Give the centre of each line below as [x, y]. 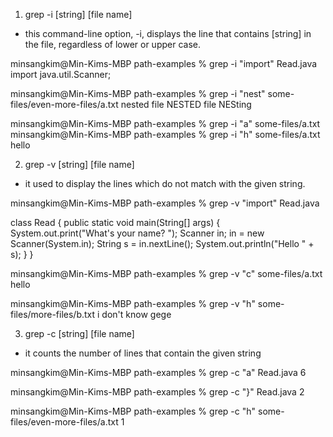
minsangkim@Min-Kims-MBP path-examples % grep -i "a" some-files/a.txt [165, 123]
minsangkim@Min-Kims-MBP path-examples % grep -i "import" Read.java [164, 63]
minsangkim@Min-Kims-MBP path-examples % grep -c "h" [133, 411]
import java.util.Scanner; [61, 74]
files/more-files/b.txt [53, 314]
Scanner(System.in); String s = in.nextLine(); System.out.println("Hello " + [162, 243]
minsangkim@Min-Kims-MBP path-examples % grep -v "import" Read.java [165, 203]
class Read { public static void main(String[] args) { [115, 222]
